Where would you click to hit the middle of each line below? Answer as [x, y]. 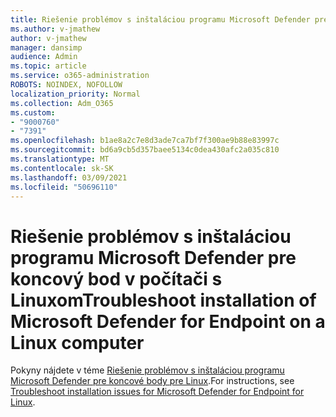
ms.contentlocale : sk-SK [62, 168]
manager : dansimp [46, 47]
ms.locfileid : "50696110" [64, 187]
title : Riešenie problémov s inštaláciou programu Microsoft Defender [160, 19]
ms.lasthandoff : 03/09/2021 [69, 177]
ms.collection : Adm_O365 [62, 103]
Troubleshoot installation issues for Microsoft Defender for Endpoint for [157, 392]
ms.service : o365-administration [80, 76]
